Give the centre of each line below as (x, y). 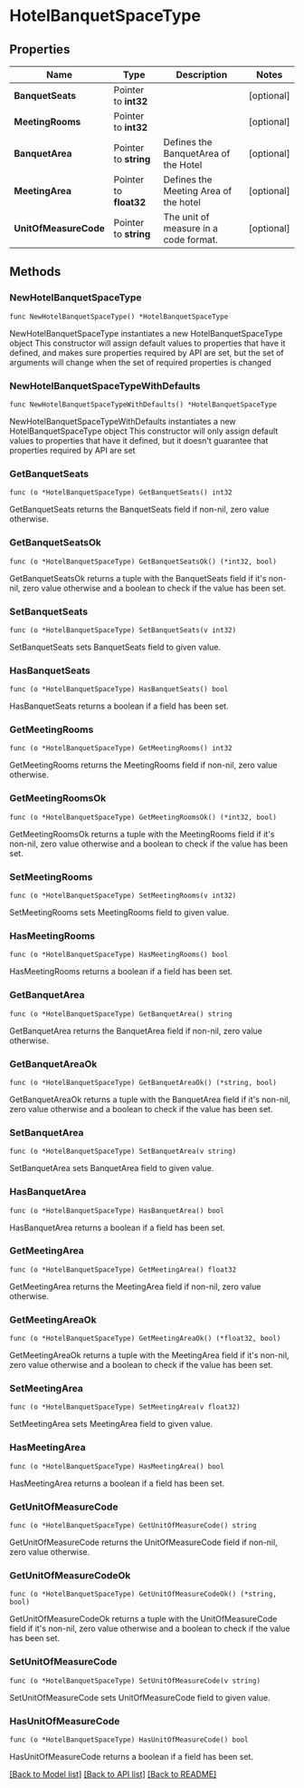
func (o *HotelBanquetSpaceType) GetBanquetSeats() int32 (121, 493)
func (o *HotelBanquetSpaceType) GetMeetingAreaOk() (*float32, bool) (145, 1339)
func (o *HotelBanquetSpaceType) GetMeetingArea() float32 (123, 1270)
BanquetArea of (197, 153)
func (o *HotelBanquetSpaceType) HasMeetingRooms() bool (119, 955)
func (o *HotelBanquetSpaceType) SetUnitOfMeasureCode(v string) (135, 1681)
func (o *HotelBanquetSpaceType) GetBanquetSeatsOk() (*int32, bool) (143, 562)
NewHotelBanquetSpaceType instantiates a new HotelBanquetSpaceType (146, 333)
